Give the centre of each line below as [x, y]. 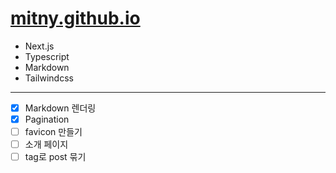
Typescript [47, 56]
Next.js [39, 46]
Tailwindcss [49, 78]
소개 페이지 [46, 144]
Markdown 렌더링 [60, 108]
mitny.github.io [75, 18]
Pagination [47, 119]
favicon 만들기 [53, 132]
